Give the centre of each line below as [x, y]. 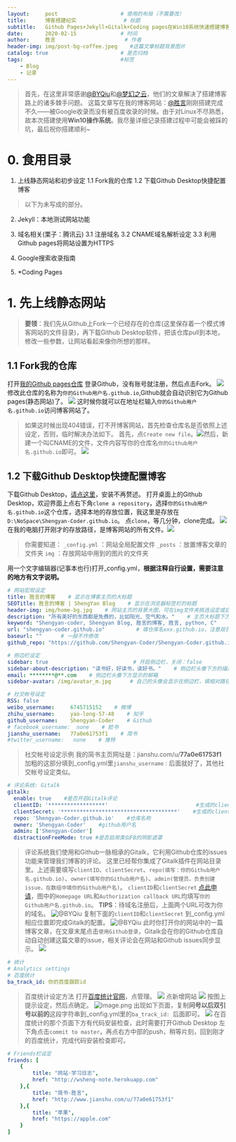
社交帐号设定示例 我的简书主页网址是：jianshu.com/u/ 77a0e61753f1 [123, 755]
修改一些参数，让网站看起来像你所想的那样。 [89, 341]
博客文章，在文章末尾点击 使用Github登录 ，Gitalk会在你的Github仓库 [121, 931]
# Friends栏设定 [29, 1053]
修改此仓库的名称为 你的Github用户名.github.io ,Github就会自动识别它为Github [118, 393]
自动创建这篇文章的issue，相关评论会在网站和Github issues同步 [123, 940]
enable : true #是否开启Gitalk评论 [66, 798]
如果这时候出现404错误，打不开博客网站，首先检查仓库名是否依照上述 [126, 425]
